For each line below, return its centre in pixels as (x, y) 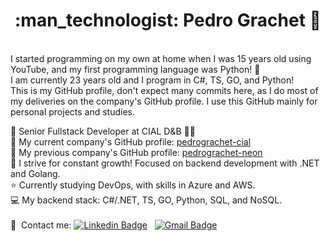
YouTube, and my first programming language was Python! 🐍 (135, 69)
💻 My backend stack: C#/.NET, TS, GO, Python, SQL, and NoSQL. (146, 200)
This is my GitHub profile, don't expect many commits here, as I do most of (164, 90)
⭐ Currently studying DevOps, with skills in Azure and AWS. (133, 185)
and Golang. (35, 173)
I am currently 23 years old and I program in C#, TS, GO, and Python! (152, 80)
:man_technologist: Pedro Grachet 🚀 (168, 20)
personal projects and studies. (73, 111)
